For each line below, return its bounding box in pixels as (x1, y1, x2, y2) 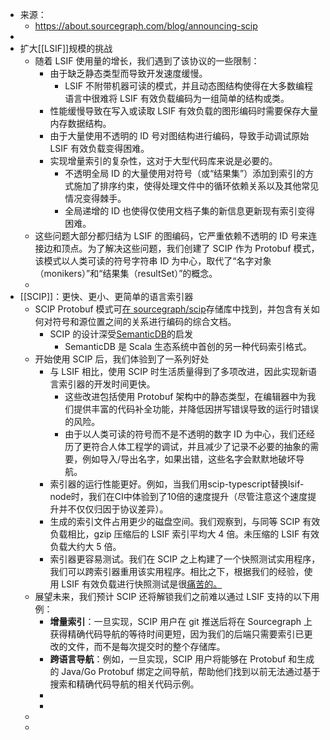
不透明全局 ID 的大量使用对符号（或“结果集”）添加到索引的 (64, 168, 306, 179)
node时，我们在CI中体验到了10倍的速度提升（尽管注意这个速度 (49, 491, 308, 502)
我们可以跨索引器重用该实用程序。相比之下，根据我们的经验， (49, 566, 305, 577)
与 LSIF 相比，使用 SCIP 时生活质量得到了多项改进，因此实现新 (49, 366, 308, 377)
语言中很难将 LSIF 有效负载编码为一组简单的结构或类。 (64, 93, 290, 104)
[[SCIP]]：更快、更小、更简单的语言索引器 (19, 291, 194, 302)
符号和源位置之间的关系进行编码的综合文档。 (52, 316, 237, 327)
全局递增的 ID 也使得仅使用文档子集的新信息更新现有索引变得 (64, 205, 315, 217)
